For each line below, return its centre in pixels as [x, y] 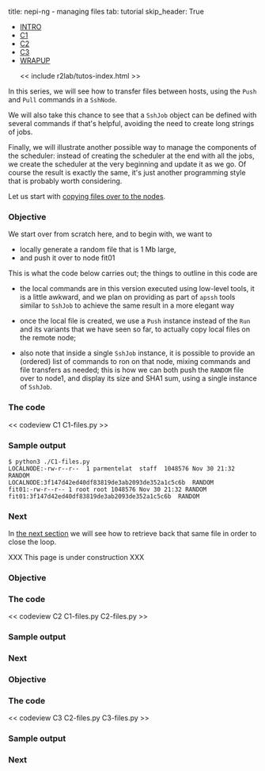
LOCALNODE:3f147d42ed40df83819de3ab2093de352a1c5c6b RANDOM [111, 482]
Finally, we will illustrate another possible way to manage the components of [132, 147]
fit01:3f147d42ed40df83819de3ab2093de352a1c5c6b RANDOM [104, 496]
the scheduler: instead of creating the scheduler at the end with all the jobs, [131, 155]
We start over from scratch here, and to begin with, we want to [110, 234]
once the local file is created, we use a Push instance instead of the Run [135, 321]
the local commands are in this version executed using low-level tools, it [137, 289]
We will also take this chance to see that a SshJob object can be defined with [132, 115]
